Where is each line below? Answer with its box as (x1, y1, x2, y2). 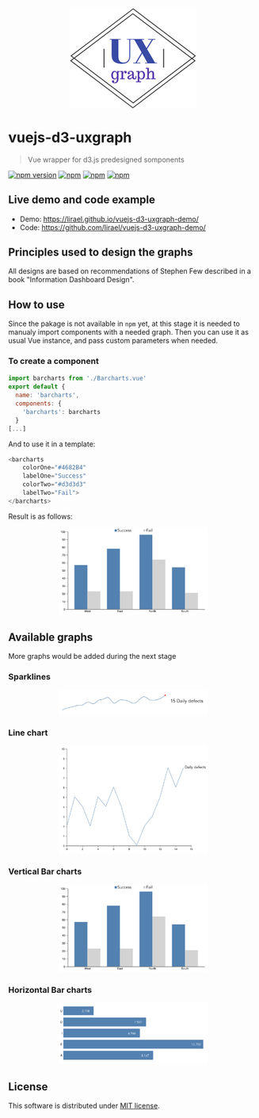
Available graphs (8, 630, 93, 644)
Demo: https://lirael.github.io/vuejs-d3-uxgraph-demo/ (19, 214, 200, 224)
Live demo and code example (8, 193, 156, 207)
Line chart (8, 727, 48, 738)
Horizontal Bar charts (8, 984, 93, 995)
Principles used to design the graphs (8, 245, 193, 258)
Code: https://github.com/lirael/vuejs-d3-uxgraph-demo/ (19, 222, 206, 232)
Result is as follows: (8, 511, 73, 521)
